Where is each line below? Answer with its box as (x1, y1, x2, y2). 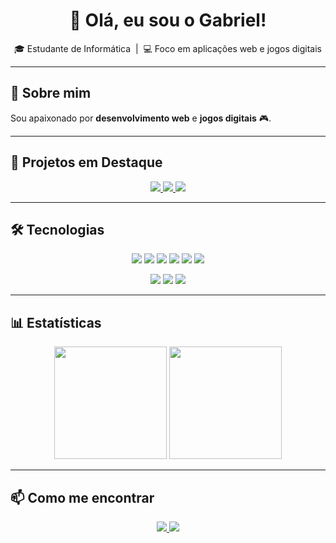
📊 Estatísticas (10, 314, 102, 331)
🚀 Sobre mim (10, 85, 92, 102)
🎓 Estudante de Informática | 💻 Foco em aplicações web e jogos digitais (13, 42, 323, 54)
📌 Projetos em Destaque (10, 154, 163, 171)
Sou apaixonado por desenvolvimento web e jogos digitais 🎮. (10, 112, 272, 124)
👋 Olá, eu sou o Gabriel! (69, 9, 267, 32)
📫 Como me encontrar (10, 489, 155, 506)
